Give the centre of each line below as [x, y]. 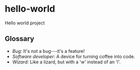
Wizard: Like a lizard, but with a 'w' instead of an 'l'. [66, 62]
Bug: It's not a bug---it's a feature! [48, 51]
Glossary [19, 39]
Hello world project [25, 23]
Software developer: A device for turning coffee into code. [74, 56]
